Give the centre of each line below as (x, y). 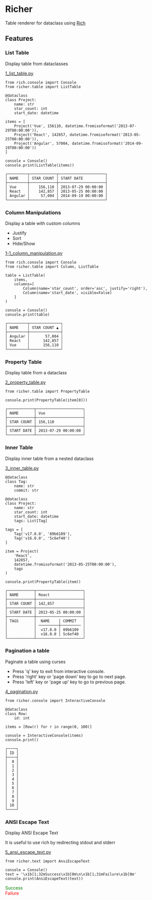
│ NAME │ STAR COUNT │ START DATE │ (56, 178)
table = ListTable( (25, 275)
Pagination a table (27, 651)
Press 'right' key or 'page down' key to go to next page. (69, 676)
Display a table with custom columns (43, 223)
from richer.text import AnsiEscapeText (48, 861)
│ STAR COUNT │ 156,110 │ (45, 422)
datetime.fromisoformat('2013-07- (101, 126)
